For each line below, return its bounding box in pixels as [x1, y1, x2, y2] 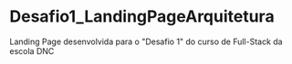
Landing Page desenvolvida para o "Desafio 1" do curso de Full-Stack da [9, 36, 283, 47]
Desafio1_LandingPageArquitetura [9, 6, 276, 27]
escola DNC [9, 45, 55, 56]
